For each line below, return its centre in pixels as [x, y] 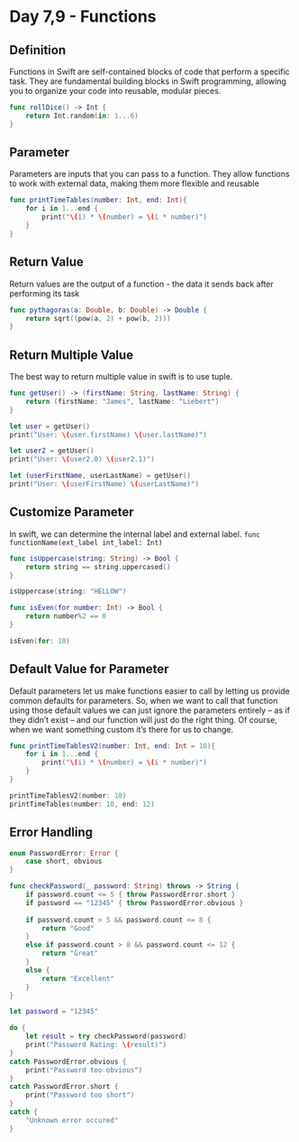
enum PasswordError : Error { [64, 853]
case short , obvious [64, 861]
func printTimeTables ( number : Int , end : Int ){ [98, 201]
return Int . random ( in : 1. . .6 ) [82, 116]
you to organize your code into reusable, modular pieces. [115, 91]
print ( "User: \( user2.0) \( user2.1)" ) [82, 459]
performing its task [45, 293]
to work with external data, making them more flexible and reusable [134, 183]
